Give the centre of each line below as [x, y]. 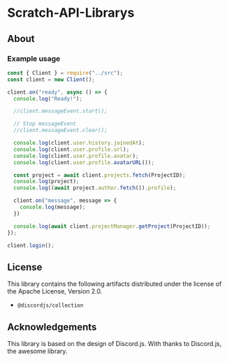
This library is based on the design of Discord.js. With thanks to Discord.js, [114, 343]
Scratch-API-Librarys [71, 13]
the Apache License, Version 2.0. [55, 291]
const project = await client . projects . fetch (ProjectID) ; [100, 175]
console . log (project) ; [46, 182]
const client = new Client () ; [51, 79]
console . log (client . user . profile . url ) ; [72, 149]
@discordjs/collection [50, 305]
